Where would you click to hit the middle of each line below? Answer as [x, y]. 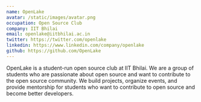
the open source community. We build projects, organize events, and [92, 80]
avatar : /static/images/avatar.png [51, 17]
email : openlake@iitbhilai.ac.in [48, 34]
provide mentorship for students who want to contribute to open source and [101, 87]
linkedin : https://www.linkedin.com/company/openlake [75, 46]
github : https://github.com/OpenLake [54, 51]
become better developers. [40, 93]
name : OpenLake [25, 12]
